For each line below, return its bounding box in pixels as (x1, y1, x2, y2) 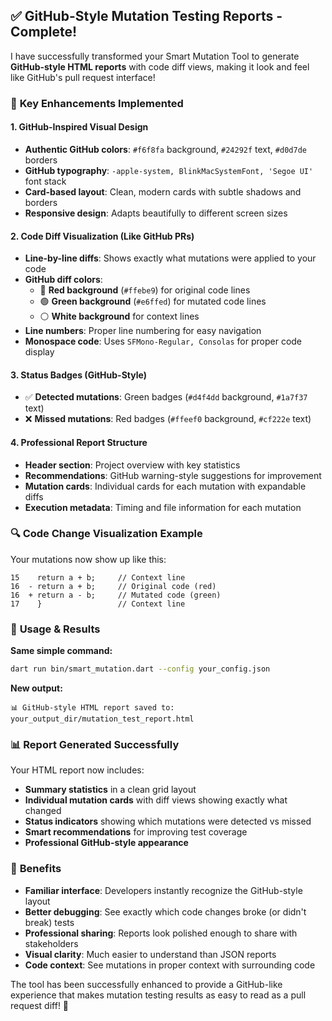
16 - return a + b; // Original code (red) (10, 581, 217, 591)
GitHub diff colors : (24, 274, 103, 286)
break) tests (24, 916, 75, 928)
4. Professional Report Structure (10, 436, 148, 448)
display (24, 346, 55, 358)
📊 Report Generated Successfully (10, 737, 180, 751)
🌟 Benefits (10, 862, 62, 876)
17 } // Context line (10, 599, 186, 609)
